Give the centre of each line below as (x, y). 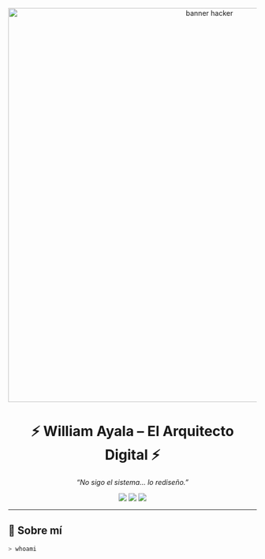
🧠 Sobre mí (35, 531)
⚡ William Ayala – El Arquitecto (132, 432)
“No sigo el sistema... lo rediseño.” (132, 482)
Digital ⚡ (132, 455)
